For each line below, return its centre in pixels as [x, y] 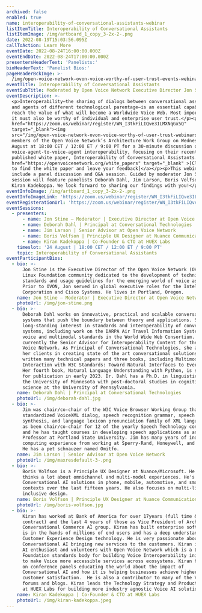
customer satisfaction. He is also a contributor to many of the [107, 578]
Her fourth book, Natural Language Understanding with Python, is [107, 370]
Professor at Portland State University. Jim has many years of [104, 438]
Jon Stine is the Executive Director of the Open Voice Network [104, 270]
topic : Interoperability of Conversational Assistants [87, 253]
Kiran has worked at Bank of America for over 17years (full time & [110, 516]
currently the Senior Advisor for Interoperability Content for [104, 342]
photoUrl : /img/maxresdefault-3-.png [64, 460]
